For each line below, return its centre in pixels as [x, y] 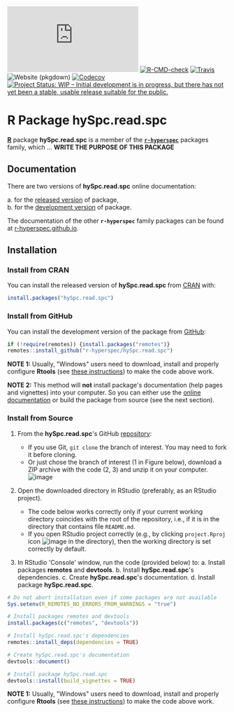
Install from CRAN [38, 271]
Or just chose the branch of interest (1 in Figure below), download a [125, 462]
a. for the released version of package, [63, 200]
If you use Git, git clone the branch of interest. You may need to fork [127, 447]
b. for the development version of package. [70, 207]
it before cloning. [52, 454]
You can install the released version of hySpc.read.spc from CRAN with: [112, 285]
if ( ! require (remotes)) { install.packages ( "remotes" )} [89, 344]
